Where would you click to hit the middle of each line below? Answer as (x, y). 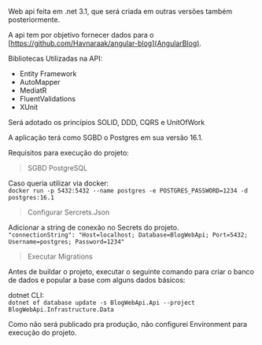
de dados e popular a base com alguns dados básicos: (97, 280)
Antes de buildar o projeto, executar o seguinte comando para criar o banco (131, 272)
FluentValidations (48, 99)
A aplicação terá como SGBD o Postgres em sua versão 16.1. (105, 138)
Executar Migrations (60, 256)
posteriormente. (34, 20)
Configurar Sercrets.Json (68, 212)
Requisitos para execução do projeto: (69, 153)
